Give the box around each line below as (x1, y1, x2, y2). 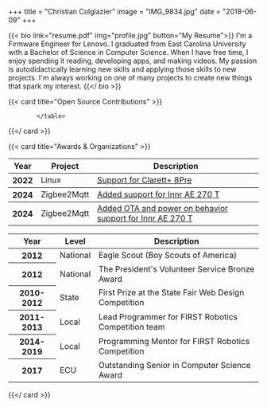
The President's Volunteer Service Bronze (98, 263, 255, 274)
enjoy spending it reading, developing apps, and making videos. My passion (8, 56, 257, 65)
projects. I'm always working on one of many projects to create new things (8, 73, 253, 82)
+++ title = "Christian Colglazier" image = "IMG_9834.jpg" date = (8, 7, 221, 16)
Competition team (98, 322, 165, 332)
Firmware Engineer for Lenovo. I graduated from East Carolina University (8, 39, 246, 49)
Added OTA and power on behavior (96, 203, 229, 213)
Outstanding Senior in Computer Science (98, 359, 252, 370)
